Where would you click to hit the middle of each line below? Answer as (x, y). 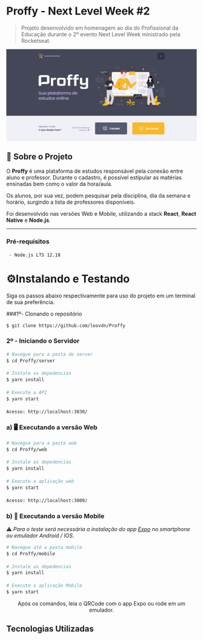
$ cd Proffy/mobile (31, 554)
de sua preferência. (31, 302)
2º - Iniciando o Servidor (43, 341)
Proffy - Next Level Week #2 (78, 11)
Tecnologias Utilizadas (50, 629)
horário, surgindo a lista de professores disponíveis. (71, 202)
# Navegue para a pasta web (42, 443)
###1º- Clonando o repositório (44, 314)
